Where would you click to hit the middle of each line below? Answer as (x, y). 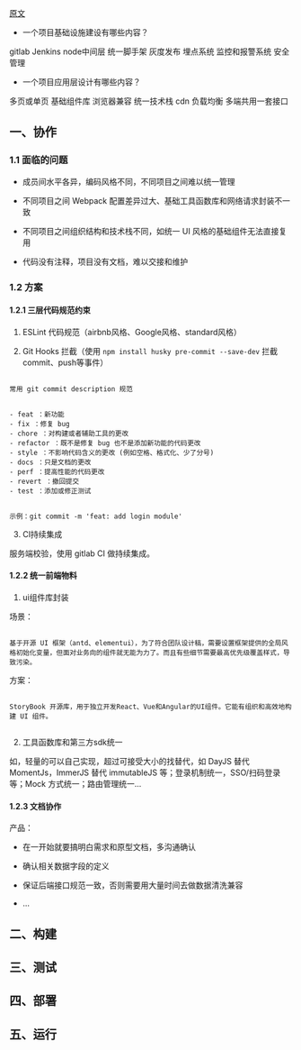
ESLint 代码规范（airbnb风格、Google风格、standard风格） (132, 332)
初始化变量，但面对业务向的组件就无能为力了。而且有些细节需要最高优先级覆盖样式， (150, 653)
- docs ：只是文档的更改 (50, 462)
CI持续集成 (42, 534)
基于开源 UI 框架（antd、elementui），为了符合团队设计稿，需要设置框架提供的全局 (146, 644)
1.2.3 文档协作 (35, 806)
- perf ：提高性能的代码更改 (57, 471)
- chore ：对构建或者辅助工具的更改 (69, 434)
